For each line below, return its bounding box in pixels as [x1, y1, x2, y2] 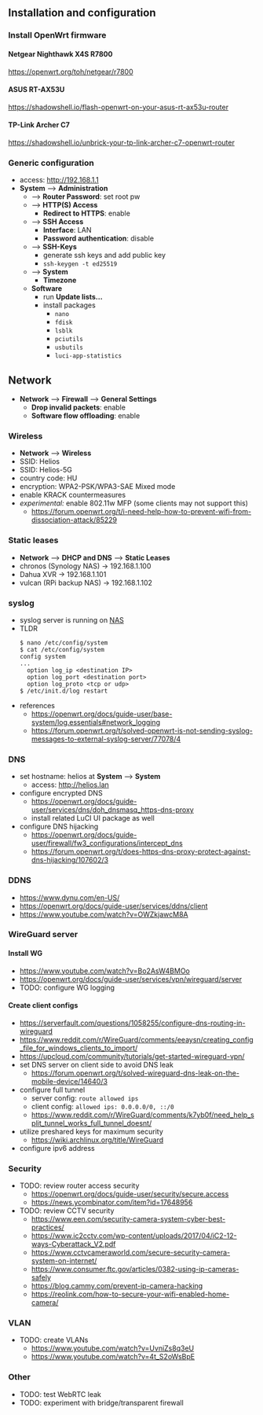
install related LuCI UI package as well [31, 814, 155, 823]
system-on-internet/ [31, 1256, 97, 1266]
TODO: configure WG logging [19, 983, 115, 992]
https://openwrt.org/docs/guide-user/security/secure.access [31, 1189, 229, 1199]
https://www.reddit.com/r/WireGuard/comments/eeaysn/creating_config [19, 1035, 254, 1044]
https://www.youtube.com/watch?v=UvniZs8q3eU [31, 1343, 195, 1353]
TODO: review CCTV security [19, 1206, 115, 1215]
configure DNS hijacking [19, 821, 99, 832]
